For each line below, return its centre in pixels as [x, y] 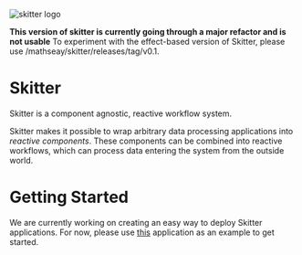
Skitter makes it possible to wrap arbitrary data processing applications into [151, 131]
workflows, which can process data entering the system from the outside [147, 150]
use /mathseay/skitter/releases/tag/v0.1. [84, 51]
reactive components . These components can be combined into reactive [146, 141]
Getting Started [69, 197]
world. [21, 160]
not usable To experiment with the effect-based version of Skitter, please [147, 42]
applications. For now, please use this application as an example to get [142, 232]
